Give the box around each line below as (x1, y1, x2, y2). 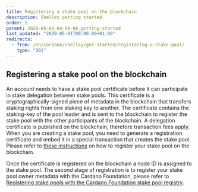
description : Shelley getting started (6, 14, 102, 20)
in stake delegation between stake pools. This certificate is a (6, 92, 155, 99)
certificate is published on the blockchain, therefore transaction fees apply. (6, 123, 190, 130)
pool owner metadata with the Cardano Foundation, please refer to (6, 172, 169, 180)
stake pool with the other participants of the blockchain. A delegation (6, 117, 175, 124)
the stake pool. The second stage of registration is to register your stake (6, 166, 183, 173)
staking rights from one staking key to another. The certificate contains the (6, 104, 189, 111)
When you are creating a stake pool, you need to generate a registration (6, 129, 183, 137)
